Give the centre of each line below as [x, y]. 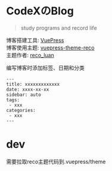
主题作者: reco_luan [30, 55]
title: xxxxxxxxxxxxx [33, 84]
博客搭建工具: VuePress [35, 40]
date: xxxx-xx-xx [28, 89]
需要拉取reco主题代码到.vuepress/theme [56, 161]
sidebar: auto [24, 95]
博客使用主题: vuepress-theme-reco [50, 48]
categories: [21, 110]
